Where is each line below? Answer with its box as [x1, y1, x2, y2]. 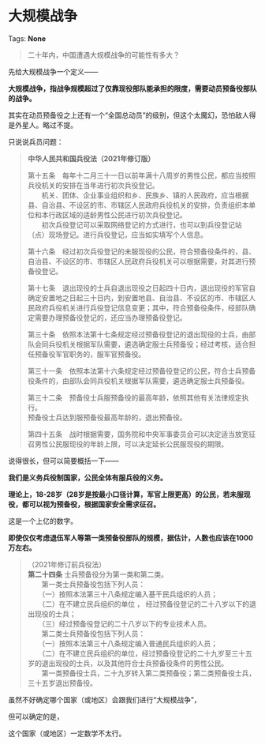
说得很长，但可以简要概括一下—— [8, 456, 119, 465]
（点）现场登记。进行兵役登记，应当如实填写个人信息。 [27, 230, 207, 239]
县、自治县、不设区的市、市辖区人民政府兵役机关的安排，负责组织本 [27, 200, 249, 209]
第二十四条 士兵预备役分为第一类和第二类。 [27, 570, 168, 579]
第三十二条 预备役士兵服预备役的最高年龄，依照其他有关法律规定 [27, 393, 242, 402]
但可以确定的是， [8, 712, 64, 721]
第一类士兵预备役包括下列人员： [41, 579, 146, 589]
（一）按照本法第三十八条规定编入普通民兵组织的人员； [41, 638, 218, 648]
